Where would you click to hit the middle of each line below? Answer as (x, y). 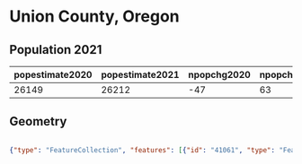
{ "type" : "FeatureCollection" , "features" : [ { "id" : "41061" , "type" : (142, 150)
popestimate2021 (140, 75)
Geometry (38, 121)
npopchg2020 (220, 75)
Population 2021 (56, 50)
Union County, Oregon (94, 17)
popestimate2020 (53, 75)
